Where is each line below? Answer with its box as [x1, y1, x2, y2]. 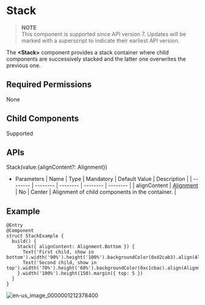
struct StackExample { [6, 233, 64, 239]
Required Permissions [6, 79, 92, 90]
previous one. [6, 62, 41, 69]
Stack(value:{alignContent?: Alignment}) [6, 163, 108, 171]
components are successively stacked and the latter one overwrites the [6, 55, 186, 62]
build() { [12, 238, 37, 244]
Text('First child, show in [22, 249, 95, 255]
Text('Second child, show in [22, 260, 97, 266]
